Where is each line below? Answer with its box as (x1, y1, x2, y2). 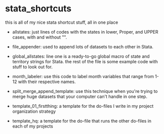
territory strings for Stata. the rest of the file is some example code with (12, 58, 158, 64)
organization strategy (12, 108, 56, 114)
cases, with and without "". (12, 34, 67, 40)
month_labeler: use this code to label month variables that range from (12, 73, 154, 79)
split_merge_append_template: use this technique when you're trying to (12, 88, 158, 94)
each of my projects (12, 123, 53, 129)
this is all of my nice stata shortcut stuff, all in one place (5, 19, 119, 25)
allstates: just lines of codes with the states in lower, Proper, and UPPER (12, 29, 159, 35)
